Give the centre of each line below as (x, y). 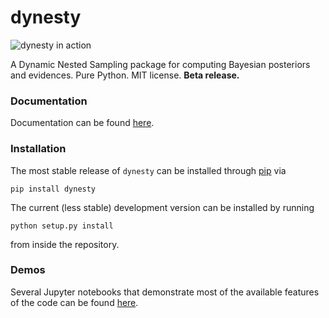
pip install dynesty (53, 189)
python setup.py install (62, 226)
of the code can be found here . (74, 302)
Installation (38, 149)
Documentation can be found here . (82, 123)
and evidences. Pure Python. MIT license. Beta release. (125, 75)
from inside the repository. (65, 244)
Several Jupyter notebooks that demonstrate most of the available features (165, 292)
